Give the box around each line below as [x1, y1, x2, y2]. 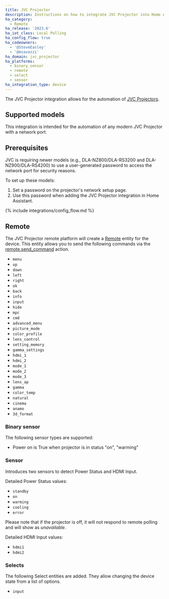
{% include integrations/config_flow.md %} [5, 208, 95, 214]
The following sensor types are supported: [5, 435, 94, 441]
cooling [12, 505, 29, 510]
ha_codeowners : [5, 40, 37, 45]
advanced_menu [12, 321, 42, 326]
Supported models [5, 111, 65, 119]
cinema [12, 401, 27, 406]
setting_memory [12, 342, 45, 347]
